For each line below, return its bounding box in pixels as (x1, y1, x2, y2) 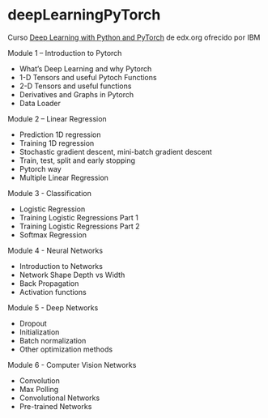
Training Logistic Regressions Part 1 (19, 212, 139, 222)
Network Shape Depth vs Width (19, 270, 125, 279)
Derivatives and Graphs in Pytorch (19, 89, 134, 99)
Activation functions (19, 287, 87, 296)
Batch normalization (19, 335, 87, 345)
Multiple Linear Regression (19, 173, 108, 182)
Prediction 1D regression (19, 130, 102, 139)
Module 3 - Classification (7, 188, 92, 198)
